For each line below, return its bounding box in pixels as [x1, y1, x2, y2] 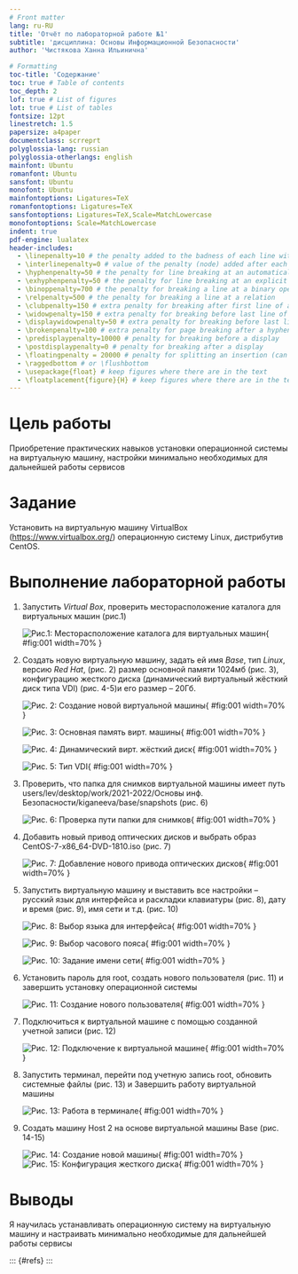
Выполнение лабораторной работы [9, 572, 286, 593]
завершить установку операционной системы [21, 982, 198, 993]
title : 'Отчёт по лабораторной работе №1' [9, 29, 169, 38]
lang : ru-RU [9, 21, 53, 30]
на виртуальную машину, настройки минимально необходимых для [9, 452, 268, 463]
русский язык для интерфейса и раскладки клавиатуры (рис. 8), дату [21, 894, 286, 905]
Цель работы [9, 413, 112, 434]
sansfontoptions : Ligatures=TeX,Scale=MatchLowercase [9, 210, 213, 219]
